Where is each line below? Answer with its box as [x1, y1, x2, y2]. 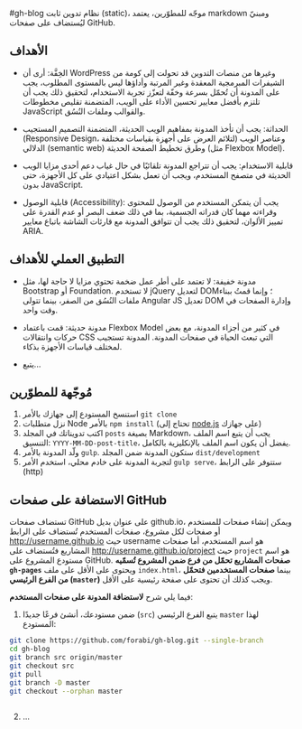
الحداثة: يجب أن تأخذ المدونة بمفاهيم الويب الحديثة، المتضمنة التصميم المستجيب [22, 123, 288, 134]
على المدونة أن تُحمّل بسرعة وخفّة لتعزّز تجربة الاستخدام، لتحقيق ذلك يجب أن [22, 86, 280, 98]
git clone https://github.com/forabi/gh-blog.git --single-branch [9, 636, 264, 645]
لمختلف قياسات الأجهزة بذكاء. [22, 341, 123, 351]
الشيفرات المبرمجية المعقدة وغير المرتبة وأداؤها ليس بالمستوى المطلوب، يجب [22, 77, 285, 88]
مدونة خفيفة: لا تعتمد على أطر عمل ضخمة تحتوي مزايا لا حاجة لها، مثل [22, 276, 257, 286]
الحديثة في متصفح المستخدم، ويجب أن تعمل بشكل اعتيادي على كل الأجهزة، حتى [22, 169, 291, 180]
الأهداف [9, 43, 48, 59]
